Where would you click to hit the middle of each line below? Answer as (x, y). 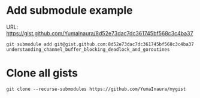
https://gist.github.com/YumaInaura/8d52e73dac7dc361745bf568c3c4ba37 (100, 33)
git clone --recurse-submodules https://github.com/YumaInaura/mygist (96, 89)
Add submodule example (69, 10)
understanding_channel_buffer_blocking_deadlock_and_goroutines (88, 49)
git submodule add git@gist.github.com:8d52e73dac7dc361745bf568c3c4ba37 (100, 44)
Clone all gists (42, 73)
